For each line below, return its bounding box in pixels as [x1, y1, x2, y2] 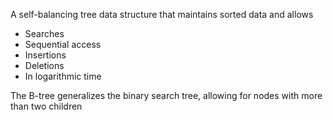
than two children [10, 100, 83, 112]
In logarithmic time [24, 70, 102, 82]
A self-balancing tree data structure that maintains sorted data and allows [10, 9, 314, 20]
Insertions [24, 49, 67, 61]
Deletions [24, 60, 65, 71]
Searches [24, 28, 65, 39]
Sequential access [24, 39, 102, 50]
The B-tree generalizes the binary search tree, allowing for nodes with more [10, 90, 323, 101]
